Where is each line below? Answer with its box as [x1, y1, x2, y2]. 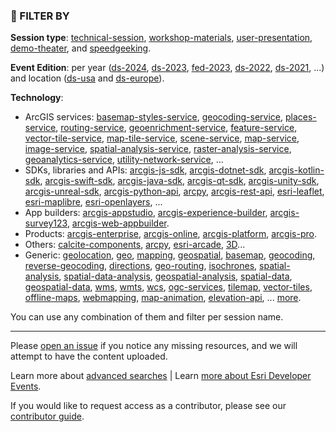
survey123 [24, 217, 68, 229]
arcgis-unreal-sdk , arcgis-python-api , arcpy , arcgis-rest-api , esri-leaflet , [24, 185, 325, 198]
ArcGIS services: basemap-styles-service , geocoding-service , [24, 111, 284, 123]
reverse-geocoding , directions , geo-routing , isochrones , [24, 260, 258, 272]
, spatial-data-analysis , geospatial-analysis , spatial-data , [58, 270, 293, 283]
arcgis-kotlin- [268, 164, 325, 176]
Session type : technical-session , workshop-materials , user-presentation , [10, 32, 313, 44]
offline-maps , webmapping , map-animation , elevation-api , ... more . [24, 292, 302, 304]
